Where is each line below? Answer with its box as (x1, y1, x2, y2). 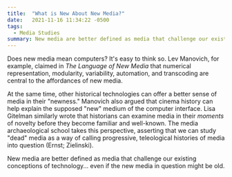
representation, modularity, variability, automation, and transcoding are (7, 70, 209, 78)
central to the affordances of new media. (7, 76, 123, 85)
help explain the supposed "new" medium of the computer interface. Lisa (7, 105, 216, 113)
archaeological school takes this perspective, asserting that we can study (7, 127, 216, 135)
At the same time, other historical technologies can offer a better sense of (7, 90, 217, 98)
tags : (7, 23, 23, 30)
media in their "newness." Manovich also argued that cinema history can (7, 97, 213, 105)
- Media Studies (13, 29, 60, 37)
